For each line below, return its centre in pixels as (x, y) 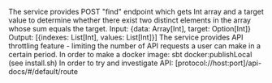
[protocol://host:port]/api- (218, 63)
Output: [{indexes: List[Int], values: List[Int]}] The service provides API (126, 37)
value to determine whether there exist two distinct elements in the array (130, 20)
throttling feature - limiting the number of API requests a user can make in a (135, 46)
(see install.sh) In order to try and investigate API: (91, 63)
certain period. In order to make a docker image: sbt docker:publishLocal (130, 54)
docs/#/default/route (43, 71)
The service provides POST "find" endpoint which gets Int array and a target (136, 12)
